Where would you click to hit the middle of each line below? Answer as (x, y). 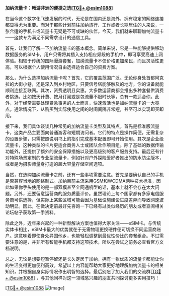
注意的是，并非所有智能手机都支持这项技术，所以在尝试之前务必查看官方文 (87, 242)
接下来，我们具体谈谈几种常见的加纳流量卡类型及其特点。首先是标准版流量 (82, 126)
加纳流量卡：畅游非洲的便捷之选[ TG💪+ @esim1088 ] (59, 8)
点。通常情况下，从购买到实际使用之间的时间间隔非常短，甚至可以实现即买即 (84, 109)
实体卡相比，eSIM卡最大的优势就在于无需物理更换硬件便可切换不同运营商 (81, 229)
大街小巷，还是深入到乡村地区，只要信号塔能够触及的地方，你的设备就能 (89, 84)
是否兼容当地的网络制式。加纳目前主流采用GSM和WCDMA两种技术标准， (81, 181)
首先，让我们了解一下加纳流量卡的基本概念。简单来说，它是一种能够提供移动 (84, 48)
